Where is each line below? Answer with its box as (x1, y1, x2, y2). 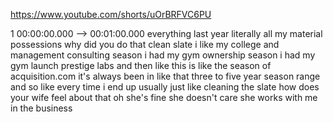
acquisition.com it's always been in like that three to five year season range (10, 70, 321, 82)
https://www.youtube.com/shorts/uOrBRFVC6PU (10, 9, 212, 20)
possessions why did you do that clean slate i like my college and (10, 39, 280, 50)
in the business (10, 102, 73, 114)
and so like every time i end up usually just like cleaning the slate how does (10, 81, 320, 93)
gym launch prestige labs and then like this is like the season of (10, 60, 272, 71)
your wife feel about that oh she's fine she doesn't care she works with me (10, 92, 318, 103)
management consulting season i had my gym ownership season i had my (10, 49, 316, 61)
